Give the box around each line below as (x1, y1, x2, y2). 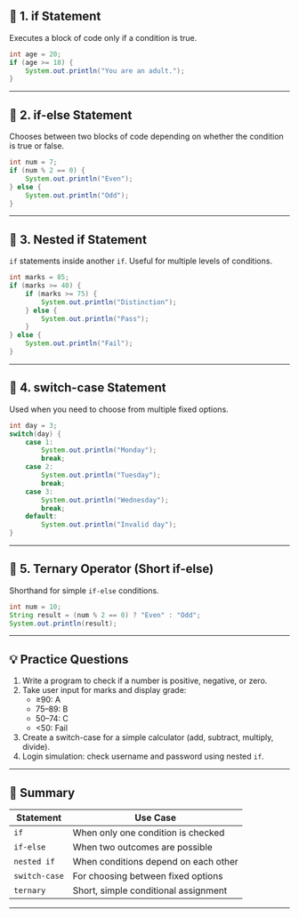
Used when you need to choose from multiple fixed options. (9, 404, 229, 415)
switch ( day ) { (9, 429, 62, 439)
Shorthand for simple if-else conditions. (9, 584, 159, 596)
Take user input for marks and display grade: (21, 685, 187, 696)
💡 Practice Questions (9, 651, 129, 667)
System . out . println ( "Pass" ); (41, 314, 149, 323)
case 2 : (25, 463, 53, 471)
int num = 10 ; (9, 602, 62, 611)
